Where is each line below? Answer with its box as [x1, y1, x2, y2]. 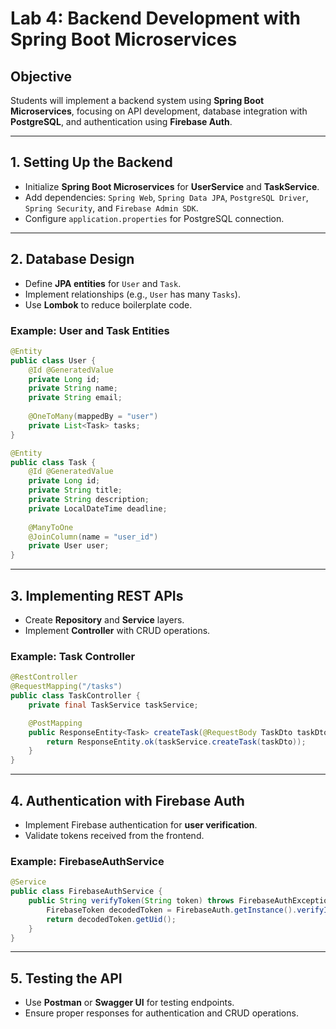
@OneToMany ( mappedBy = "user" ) [28, 412, 159, 422]
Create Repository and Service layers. [24, 613, 185, 626]
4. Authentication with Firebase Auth [10, 792, 245, 809]
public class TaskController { [10, 691, 141, 701]
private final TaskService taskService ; [28, 700, 199, 710]
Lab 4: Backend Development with [10, 7, 302, 30]
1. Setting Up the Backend [10, 154, 173, 171]
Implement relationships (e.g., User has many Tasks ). [24, 288, 241, 300]
